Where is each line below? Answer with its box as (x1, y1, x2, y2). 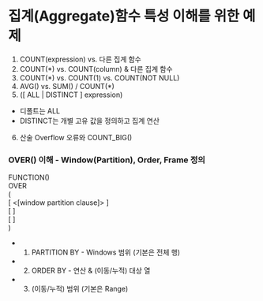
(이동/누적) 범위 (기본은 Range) (31, 284, 129, 294)
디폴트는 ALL (19, 106, 61, 115)
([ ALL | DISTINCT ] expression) (19, 90, 123, 99)
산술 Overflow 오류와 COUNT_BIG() (19, 132, 133, 142)
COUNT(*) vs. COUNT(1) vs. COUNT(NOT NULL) (19, 72, 180, 83)
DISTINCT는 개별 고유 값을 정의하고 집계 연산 (19, 116, 160, 125)
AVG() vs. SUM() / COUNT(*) (19, 81, 115, 91)
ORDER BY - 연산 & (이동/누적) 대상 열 (31, 266, 151, 276)
